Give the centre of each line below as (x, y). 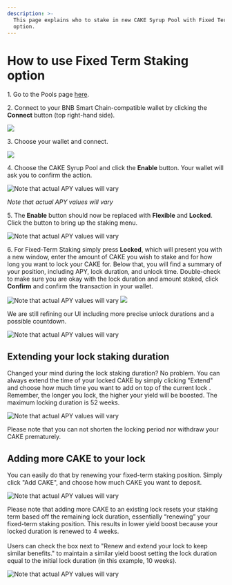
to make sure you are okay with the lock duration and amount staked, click (113, 279)
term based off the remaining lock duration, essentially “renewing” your (109, 517)
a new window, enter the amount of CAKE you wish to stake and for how (110, 257)
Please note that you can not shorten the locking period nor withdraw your (113, 429)
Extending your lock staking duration (88, 356)
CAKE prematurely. (34, 437)
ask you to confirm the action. (50, 175)
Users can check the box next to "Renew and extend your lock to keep (108, 546)
